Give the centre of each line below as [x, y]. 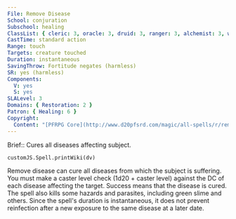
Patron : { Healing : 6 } [42, 112]
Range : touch [26, 46]
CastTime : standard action [47, 40]
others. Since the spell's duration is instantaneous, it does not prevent [108, 200]
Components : [25, 79]
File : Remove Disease [39, 14]
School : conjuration [38, 20]
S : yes [23, 92]
